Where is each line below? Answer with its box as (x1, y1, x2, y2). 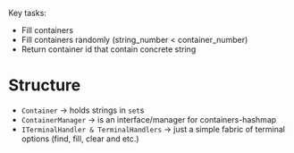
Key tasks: (8, 8, 46, 18)
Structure (8, 75, 81, 96)
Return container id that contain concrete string (21, 44, 197, 55)
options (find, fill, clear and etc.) (21, 133, 139, 144)
